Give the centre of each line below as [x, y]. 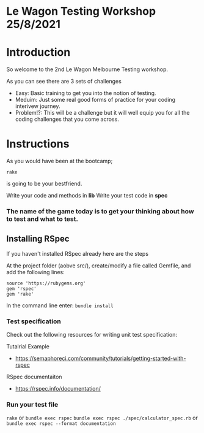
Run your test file [32, 405]
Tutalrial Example [28, 347]
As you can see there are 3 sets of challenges [64, 82]
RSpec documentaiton [34, 377]
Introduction [38, 52]
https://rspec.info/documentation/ [58, 389]
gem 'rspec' [21, 289]
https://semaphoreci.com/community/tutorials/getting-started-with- [100, 358]
